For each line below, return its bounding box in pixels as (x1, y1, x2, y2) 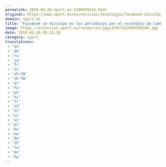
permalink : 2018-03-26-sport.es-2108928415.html (5, 7, 107, 12)
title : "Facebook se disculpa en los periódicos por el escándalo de (5, 21, 152, 26)
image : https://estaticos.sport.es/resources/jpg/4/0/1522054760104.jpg (5, 26, 158, 31)
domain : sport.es (5, 16, 41, 21)
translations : (5, 40, 35, 44)
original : (5, 12, 26, 17)
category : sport (5, 35, 39, 40)
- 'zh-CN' (7, 72, 28, 77)
